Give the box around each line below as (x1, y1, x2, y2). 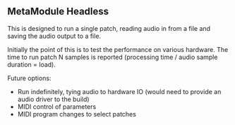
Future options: (7, 74, 52, 82)
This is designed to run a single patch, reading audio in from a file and (7, 24, 210, 32)
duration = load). (7, 60, 56, 69)
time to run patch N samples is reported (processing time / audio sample (7, 53, 218, 61)
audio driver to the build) (17, 95, 90, 103)
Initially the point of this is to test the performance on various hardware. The (7, 45, 229, 53)
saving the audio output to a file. (7, 32, 101, 40)
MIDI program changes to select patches (17, 110, 136, 118)
